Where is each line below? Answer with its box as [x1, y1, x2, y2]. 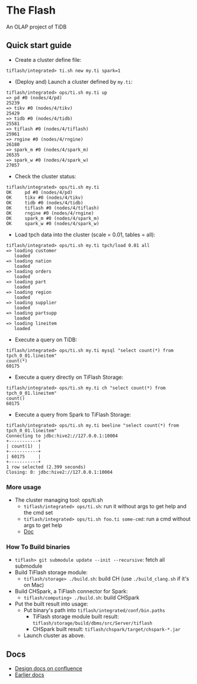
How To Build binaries [6, 543, 70, 551]
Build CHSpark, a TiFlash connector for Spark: [14, 588, 128, 595]
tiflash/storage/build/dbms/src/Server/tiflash [32, 620, 152, 626]
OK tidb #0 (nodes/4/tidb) [6, 199, 84, 205]
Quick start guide [6, 40, 72, 50]
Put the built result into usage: [14, 600, 88, 607]
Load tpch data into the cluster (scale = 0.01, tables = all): [14, 231, 155, 238]
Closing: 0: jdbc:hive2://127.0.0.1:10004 [6, 469, 113, 475]
